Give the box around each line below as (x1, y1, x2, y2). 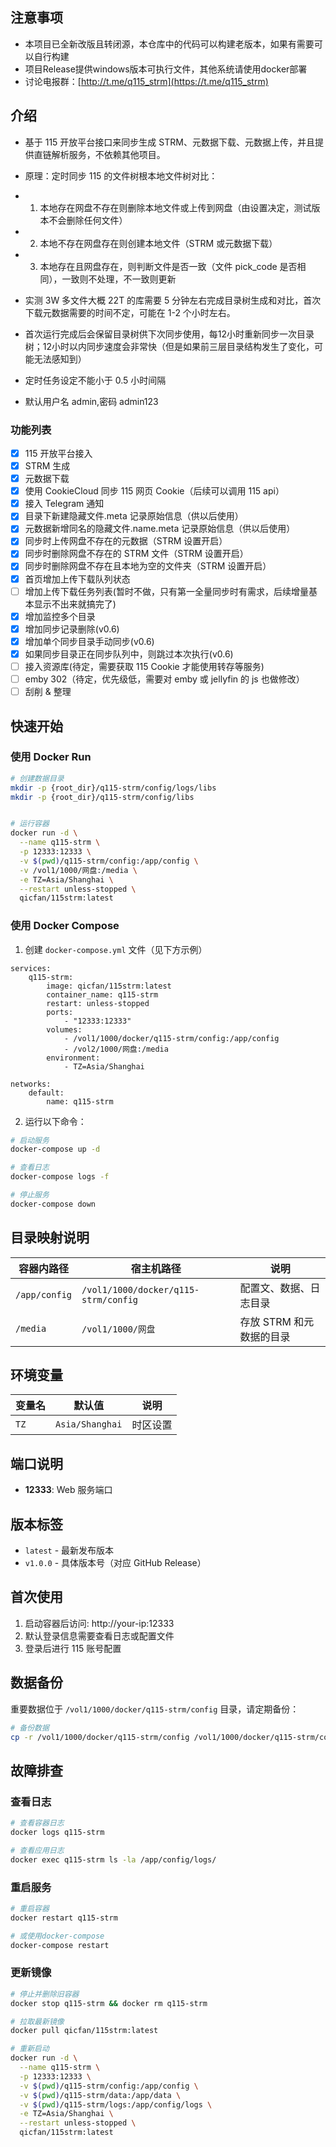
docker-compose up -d (10, 1144, 101, 1155)
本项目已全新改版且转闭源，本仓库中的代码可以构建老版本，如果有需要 (24, 38, 315, 50)
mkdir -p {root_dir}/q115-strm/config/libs (10, 792, 195, 802)
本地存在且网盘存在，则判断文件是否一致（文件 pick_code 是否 (39, 260, 298, 272)
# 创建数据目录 (10, 773, 65, 783)
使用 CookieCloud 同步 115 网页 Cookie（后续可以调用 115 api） (24, 485, 285, 497)
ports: (46, 1007, 74, 1017)
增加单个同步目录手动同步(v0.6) (24, 635, 155, 647)
